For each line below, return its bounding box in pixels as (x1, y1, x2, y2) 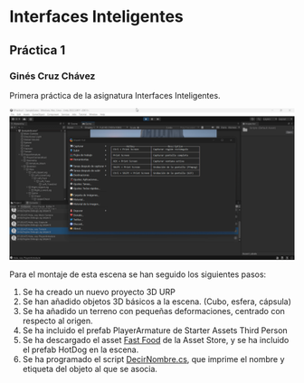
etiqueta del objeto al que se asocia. (22, 363, 158, 374)
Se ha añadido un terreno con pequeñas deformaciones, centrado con (22, 305, 285, 316)
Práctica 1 (9, 43, 66, 58)
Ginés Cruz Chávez (9, 70, 96, 82)
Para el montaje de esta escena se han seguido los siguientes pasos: (9, 269, 267, 280)
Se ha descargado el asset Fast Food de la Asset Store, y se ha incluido (22, 334, 290, 345)
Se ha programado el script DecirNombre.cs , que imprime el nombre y (22, 353, 285, 364)
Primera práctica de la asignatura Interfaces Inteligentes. (9, 90, 221, 101)
